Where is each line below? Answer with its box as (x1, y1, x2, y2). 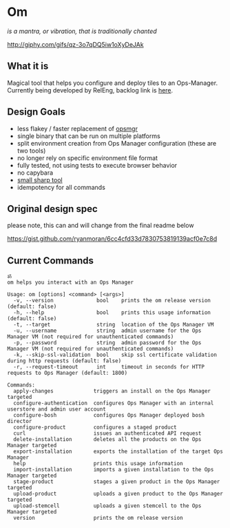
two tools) (17, 146, 46, 155)
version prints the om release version (13, 515, 184, 522)
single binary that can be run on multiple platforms (17, 132, 160, 140)
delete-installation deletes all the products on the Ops (13, 436, 202, 443)
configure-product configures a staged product (13, 424, 177, 431)
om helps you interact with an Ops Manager (7, 279, 134, 286)
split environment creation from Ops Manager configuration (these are (17, 139, 217, 147)
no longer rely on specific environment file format (17, 153, 158, 162)
